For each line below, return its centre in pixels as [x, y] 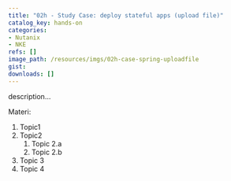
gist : [17, 67]
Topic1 [30, 127]
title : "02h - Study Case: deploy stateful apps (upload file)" [116, 15]
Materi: [20, 112]
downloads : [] [32, 74]
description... [30, 96]
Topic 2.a [47, 143]
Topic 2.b [47, 152]
